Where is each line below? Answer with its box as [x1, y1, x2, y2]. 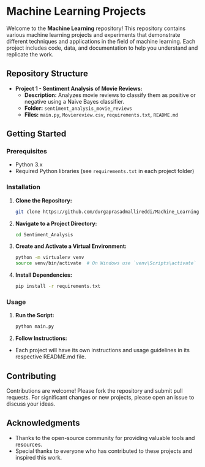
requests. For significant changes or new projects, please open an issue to [6, 394, 195, 401]
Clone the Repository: [15, 196, 72, 204]
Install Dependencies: [15, 271, 72, 279]
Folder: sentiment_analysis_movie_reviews [24, 104, 133, 112]
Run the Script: [15, 312, 54, 319]
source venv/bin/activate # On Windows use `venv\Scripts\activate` [15, 260, 197, 266]
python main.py [15, 323, 54, 330]
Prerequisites [6, 147, 47, 156]
